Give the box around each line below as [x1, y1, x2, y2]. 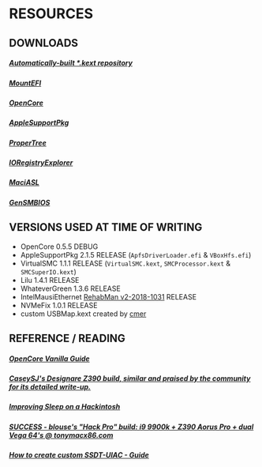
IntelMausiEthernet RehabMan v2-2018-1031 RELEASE [20, 292, 196, 301]
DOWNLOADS [9, 36, 78, 50]
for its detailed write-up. [9, 382, 92, 391]
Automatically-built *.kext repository [9, 58, 133, 68]
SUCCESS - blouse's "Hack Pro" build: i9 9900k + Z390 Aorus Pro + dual [9, 422, 254, 431]
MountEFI [9, 78, 42, 88]
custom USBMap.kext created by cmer [20, 309, 147, 318]
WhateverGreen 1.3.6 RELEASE [20, 284, 121, 293]
